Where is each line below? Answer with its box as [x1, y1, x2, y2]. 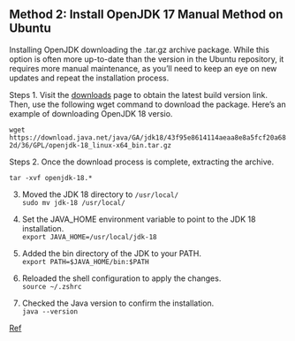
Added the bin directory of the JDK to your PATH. [21, 247, 201, 259]
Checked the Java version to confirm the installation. [21, 298, 215, 308]
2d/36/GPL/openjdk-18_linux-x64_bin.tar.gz [9, 140, 172, 149]
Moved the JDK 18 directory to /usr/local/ [21, 189, 179, 200]
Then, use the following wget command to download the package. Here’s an [9, 99, 286, 110]
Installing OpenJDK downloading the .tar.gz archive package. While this [9, 44, 269, 55]
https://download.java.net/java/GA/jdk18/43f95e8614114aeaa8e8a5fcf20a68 [9, 133, 287, 142]
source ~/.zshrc [21, 282, 82, 291]
